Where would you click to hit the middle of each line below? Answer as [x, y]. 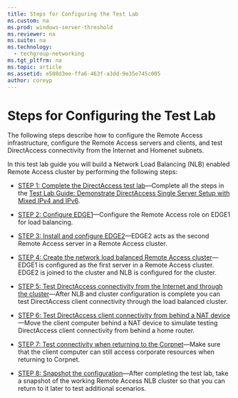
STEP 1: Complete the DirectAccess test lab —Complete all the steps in [121, 185]
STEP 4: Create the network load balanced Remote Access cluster [115, 257]
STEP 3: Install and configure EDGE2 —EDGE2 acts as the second [113, 236]
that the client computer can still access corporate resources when [116, 352]
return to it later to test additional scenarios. [82, 389]
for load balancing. [45, 223]
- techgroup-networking [49, 54]
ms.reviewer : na [31, 34]
